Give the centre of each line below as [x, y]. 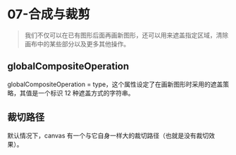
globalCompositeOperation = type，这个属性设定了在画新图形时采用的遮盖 [115, 84]
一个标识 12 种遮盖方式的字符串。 [86, 93]
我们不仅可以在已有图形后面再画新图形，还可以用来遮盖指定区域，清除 [126, 35]
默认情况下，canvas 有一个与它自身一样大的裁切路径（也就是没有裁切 [108, 135]
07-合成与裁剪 [49, 14]
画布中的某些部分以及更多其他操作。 [77, 43]
